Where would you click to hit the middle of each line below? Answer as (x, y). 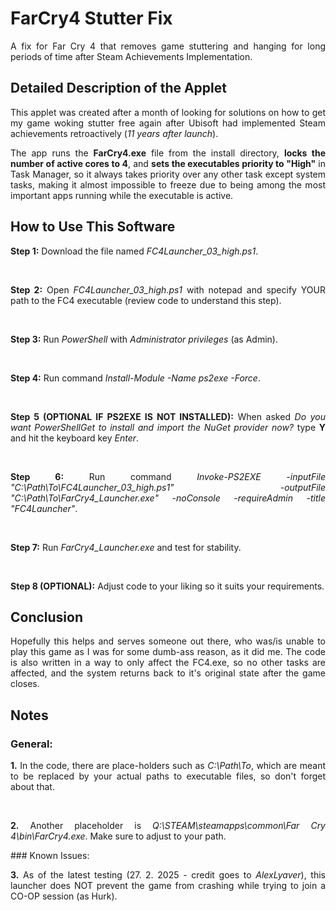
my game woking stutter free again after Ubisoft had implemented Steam (168, 123)
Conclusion (47, 617)
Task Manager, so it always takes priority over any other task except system (168, 174)
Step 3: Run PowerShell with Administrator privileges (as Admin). (144, 339)
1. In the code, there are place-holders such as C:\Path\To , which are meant (168, 766)
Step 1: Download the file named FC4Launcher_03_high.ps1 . (134, 251)
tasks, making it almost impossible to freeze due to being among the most (168, 184)
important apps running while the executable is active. (122, 195)
